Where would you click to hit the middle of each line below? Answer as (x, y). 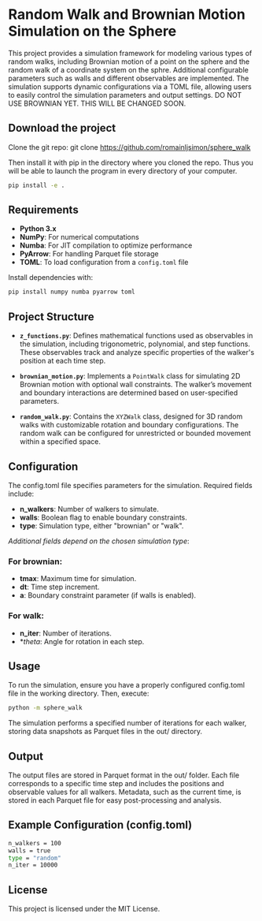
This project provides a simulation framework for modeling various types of (130, 53)
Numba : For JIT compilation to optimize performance (106, 245)
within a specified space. (60, 442)
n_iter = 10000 (33, 865)
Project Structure (51, 317)
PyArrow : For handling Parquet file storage (89, 254)
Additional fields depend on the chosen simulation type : (99, 541)
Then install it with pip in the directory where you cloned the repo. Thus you (131, 162)
